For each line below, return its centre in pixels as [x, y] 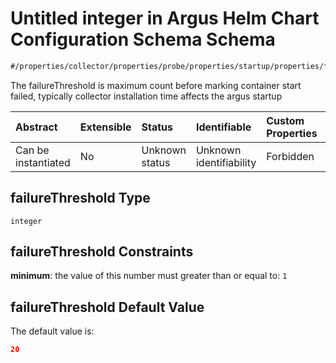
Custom [285, 120]
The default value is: [52, 331]
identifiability [226, 162]
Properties [292, 133]
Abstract [36, 127]
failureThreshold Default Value [107, 307]
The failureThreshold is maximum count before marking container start [156, 85]
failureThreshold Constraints [102, 252]
